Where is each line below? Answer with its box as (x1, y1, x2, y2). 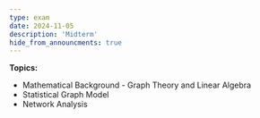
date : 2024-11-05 (9, 21, 74, 30)
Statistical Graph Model (22, 89, 109, 100)
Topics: (9, 63, 39, 73)
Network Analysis (22, 99, 88, 110)
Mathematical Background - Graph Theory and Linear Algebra (22, 80, 252, 90)
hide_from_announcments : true (9, 38, 123, 47)
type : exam (9, 13, 50, 22)
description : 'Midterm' (9, 29, 99, 38)
